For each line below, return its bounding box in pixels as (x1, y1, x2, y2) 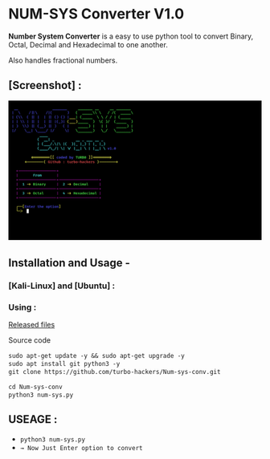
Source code (8, 335, 51, 345)
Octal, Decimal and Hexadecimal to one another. (8, 39, 169, 49)
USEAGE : (8, 412, 58, 426)
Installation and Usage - (8, 256, 130, 270)
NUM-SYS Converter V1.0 (8, 5, 185, 23)
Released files (8, 319, 55, 329)
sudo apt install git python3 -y (8, 359, 121, 368)
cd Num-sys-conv (8, 383, 63, 391)
